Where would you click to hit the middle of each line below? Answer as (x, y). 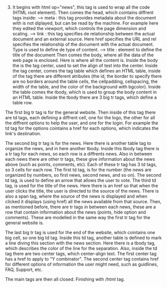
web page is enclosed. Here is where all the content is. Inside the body (85, 60)
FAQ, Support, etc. (24, 270)
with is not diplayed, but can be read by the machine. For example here (85, 23)
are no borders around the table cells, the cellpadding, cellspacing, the (85, 81)
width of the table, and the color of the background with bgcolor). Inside (86, 87)
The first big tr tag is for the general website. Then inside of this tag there (81, 112)
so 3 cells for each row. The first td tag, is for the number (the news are (78, 170)
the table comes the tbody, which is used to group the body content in (84, 92)
